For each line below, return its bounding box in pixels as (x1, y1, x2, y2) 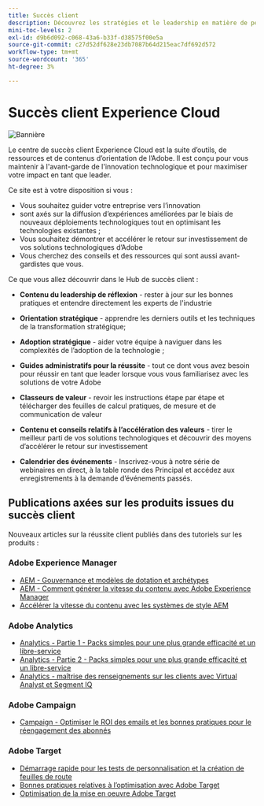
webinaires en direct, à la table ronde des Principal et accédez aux (19, 465, 236, 474)
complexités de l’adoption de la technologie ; (19, 345, 165, 355)
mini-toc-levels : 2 (8, 26, 72, 34)
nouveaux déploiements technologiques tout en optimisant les (19, 217, 222, 227)
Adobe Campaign (8, 700, 76, 711)
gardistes (19, 259, 50, 269)
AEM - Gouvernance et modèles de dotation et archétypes (19, 575, 210, 585)
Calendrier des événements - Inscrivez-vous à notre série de (19, 456, 220, 466)
